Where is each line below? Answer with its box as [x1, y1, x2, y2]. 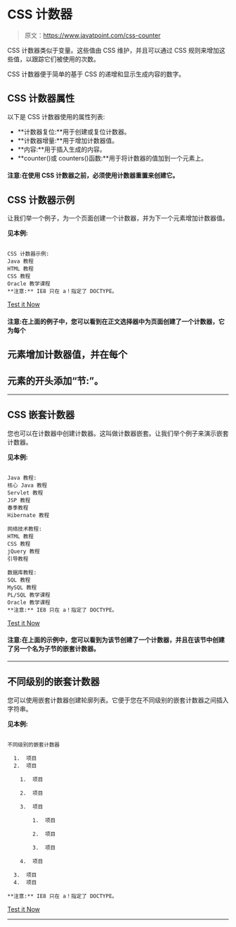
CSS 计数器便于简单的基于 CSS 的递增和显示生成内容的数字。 [7, 70, 185, 78]
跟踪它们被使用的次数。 [31, 54, 100, 63]
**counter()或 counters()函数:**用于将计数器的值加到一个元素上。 [17, 154, 208, 162]
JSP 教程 [7, 497, 31, 504]
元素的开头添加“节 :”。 [7, 375, 104, 387]
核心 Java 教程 [7, 482, 48, 489]
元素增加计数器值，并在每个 [7, 349, 128, 361]
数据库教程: [7, 568, 37, 576]
